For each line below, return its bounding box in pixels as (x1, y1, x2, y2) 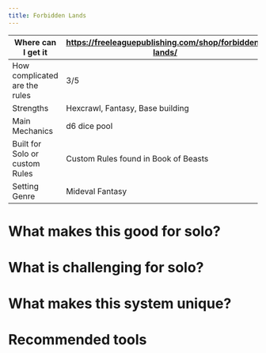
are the (12, 80, 39, 91)
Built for (12, 138, 42, 149)
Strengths (12, 102, 49, 113)
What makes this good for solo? (8, 222, 222, 240)
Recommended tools (8, 331, 147, 349)
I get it (23, 47, 47, 58)
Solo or (12, 148, 40, 159)
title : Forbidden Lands (8, 11, 87, 20)
